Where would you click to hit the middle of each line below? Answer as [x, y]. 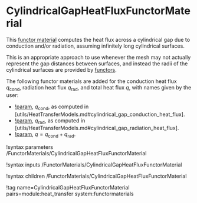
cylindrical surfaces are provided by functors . [61, 69]
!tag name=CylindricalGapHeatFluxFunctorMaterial [68, 188]
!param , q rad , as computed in [50, 121]
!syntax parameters [30, 147]
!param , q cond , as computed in [52, 107]
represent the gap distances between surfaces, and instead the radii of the [97, 64]
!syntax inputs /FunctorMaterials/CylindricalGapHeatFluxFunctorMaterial [94, 165]
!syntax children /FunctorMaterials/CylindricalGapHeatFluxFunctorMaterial [96, 176]
